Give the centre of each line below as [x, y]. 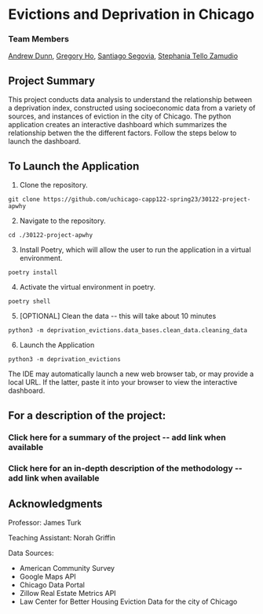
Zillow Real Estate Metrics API [68, 594]
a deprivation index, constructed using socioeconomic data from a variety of [132, 108]
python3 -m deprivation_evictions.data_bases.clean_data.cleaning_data [128, 331]
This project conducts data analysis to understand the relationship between [130, 100]
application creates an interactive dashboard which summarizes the [118, 125]
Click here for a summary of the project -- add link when [117, 437]
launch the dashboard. [44, 141]
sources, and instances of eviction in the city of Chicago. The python [120, 116]
